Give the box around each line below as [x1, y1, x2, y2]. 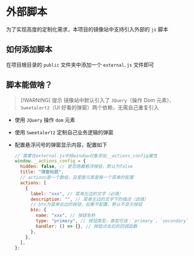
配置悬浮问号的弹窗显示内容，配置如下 [14, 141, 107, 148]
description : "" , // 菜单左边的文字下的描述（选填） [30, 196, 149, 202]
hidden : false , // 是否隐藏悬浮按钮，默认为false [20, 164, 133, 169]
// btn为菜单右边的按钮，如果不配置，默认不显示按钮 [30, 202, 142, 207]
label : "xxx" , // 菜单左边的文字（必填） [30, 191, 124, 196]
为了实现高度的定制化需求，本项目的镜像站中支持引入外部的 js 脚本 [6, 26, 169, 33]
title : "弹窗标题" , [20, 169, 64, 175]
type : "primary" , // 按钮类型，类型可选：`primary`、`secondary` [36, 218, 189, 224]
